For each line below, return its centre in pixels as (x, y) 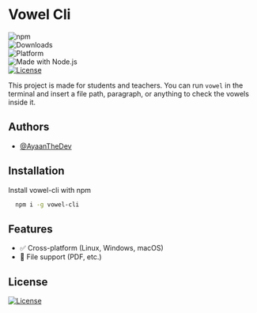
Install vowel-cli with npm (50, 190)
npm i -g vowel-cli (47, 204)
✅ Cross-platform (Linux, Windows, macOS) (91, 248)
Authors (29, 127)
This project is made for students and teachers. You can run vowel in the (126, 85)
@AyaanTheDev (46, 146)
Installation (36, 171)
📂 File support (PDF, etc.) (60, 257)
